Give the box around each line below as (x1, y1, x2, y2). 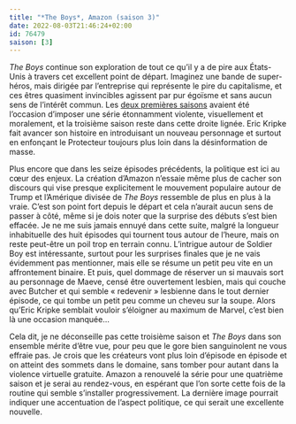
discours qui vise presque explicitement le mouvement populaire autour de (9, 182, 281, 193)
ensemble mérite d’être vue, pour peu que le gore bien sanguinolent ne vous (9, 341, 287, 351)
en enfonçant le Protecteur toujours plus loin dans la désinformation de (9, 137, 268, 148)
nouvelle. (9, 406, 42, 417)
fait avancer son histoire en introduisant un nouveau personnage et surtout (9, 127, 282, 138)
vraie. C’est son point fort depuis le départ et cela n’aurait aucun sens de (9, 201, 274, 212)
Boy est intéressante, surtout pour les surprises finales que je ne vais (9, 249, 261, 259)
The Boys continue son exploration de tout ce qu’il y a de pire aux (9, 62, 248, 73)
